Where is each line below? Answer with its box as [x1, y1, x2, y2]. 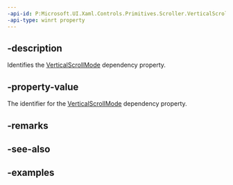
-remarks [7, 120, 49, 131]
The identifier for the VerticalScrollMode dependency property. [7, 99, 187, 108]
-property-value [7, 81, 79, 92]
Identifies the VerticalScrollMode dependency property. [7, 61, 166, 70]
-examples [7, 167, 55, 179]
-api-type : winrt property [7, 17, 85, 24]
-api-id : [7, 10, 33, 17]
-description [7, 42, 62, 54]
